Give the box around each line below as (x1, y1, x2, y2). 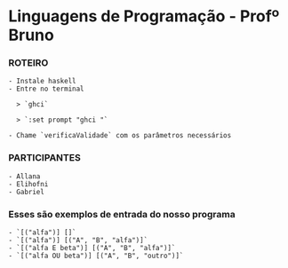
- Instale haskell (8, 77, 76, 86)
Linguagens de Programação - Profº (8, 6, 280, 27)
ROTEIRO (8, 57, 49, 69)
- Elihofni (8, 179, 49, 188)
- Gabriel (8, 187, 45, 196)
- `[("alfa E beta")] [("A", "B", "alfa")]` (8, 244, 176, 253)
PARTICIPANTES (8, 152, 81, 164)
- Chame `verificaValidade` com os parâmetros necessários (8, 131, 232, 140)
